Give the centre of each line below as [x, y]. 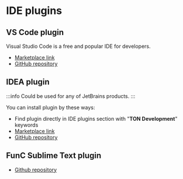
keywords [26, 125]
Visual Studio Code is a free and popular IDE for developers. [78, 46]
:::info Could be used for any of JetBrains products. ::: [71, 96]
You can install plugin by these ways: [51, 107]
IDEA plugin [28, 82]
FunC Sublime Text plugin [54, 156]
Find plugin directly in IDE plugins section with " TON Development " [96, 118]
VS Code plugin [35, 32]
